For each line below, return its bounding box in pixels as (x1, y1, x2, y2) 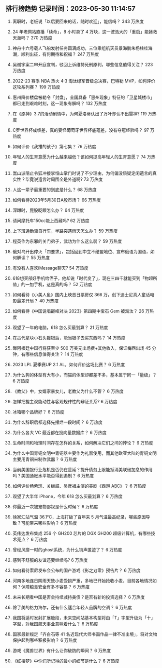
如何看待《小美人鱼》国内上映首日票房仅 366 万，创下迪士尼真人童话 (12, 291, 150, 297)
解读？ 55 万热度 (16, 255, 50, 260)
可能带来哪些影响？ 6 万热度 (21, 520, 77, 526)
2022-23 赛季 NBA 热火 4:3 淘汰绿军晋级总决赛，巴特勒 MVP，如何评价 (12, 78, 156, 84)
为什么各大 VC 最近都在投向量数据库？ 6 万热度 (12, 429, 107, 435)
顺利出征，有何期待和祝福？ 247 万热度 (21, 51, 99, 57)
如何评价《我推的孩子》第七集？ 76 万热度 (12, 143, 97, 149)
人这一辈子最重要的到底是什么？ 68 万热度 (12, 187, 97, 192)
